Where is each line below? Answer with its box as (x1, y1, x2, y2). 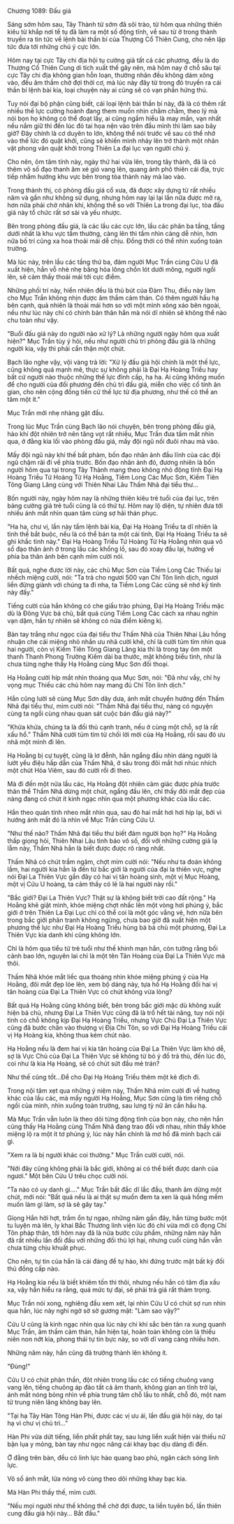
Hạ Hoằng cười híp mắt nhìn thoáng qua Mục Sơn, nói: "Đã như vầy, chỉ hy (7, 673, 221, 682)
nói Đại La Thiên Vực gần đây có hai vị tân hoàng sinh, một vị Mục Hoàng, (7, 872, 220, 881)
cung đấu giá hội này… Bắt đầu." (7, 1509, 100, 1517)
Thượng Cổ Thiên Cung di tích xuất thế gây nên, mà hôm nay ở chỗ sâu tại (7, 64, 221, 71)
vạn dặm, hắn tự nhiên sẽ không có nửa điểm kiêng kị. (7, 617, 163, 624)
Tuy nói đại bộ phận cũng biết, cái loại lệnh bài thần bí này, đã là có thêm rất (7, 99, 226, 108)
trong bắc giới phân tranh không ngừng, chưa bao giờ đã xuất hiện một (7, 916, 211, 924)
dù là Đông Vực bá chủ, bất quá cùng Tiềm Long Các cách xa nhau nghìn (7, 609, 219, 617)
